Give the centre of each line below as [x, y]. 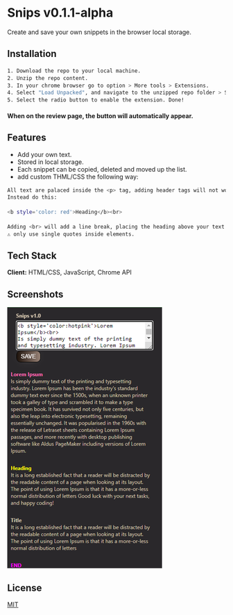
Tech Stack [32, 256]
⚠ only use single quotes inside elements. [71, 234]
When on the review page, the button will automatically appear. [100, 115]
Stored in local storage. [51, 162]
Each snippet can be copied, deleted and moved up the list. [102, 169]
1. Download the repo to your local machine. [74, 71]
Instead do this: [32, 197]
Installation [32, 54]
